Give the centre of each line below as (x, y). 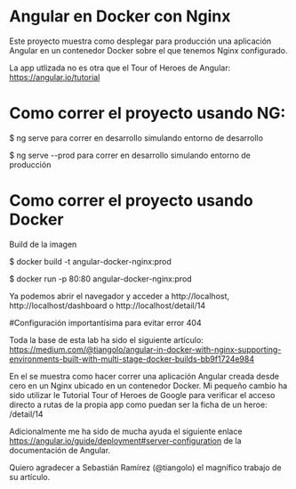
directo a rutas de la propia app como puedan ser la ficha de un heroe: (139, 404)
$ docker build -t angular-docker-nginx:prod (90, 261)
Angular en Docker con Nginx (120, 16)
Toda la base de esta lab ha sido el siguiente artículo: (107, 339)
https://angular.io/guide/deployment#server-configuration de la (125, 440)
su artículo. (30, 477)
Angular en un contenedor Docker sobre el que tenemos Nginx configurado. (148, 50)
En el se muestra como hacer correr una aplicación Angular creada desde (144, 376)
